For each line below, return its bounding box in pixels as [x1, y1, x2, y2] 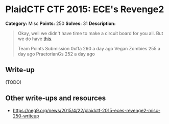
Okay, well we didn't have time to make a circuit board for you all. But [17, 30, 163, 36]
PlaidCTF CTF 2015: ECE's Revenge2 [5, 4, 164, 15]
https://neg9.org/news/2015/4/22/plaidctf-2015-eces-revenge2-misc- [12, 107, 161, 113]
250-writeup [12, 113, 39, 119]
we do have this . [17, 36, 53, 42]
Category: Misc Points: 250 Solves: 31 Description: [5, 20, 116, 26]
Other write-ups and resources [5, 94, 106, 103]
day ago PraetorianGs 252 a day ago [17, 51, 95, 57]
